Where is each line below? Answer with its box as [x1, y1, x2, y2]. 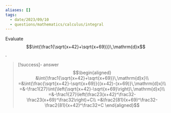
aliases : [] [5, 7, 31, 13]
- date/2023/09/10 [10, 17, 50, 22]
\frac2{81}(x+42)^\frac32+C [44, 102, 104, 108]
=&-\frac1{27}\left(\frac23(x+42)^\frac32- [48, 92, 136, 98]
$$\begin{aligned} [72, 70, 111, 76]
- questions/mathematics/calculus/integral [10, 21, 104, 27]
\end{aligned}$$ [105, 102, 140, 108]
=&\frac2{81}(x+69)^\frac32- [96, 97, 158, 103]
